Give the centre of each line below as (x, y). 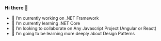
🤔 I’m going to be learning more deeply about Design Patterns (73, 34)
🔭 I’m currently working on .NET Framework (55, 18)
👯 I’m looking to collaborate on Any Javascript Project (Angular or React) (84, 28)
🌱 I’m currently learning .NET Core (46, 23)
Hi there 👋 (16, 8)
